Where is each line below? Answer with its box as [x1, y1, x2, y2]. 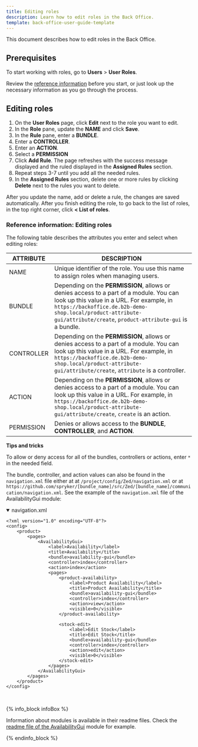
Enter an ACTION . [14, 144, 59, 151]
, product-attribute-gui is [114, 316, 187, 324]
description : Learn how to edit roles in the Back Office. [6, 14, 154, 20]
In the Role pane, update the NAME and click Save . [14, 125, 140, 132]
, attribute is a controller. [114, 366, 186, 375]
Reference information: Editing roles [6, 220, 112, 229]
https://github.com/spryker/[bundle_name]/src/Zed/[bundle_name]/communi [6, 484, 192, 490]
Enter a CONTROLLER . [14, 138, 70, 145]
